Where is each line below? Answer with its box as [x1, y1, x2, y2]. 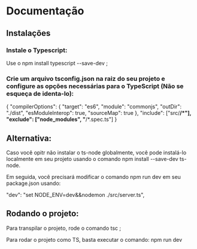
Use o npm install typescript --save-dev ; [6, 59, 108, 66]
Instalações [6, 28, 51, 38]
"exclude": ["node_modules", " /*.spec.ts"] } [6, 116, 117, 123]
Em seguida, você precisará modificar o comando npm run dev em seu [6, 173, 181, 180]
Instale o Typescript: [6, 46, 68, 54]
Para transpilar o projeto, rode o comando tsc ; [6, 224, 122, 232]
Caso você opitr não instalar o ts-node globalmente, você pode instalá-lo [6, 148, 187, 156]
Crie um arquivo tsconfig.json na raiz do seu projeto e [6, 74, 166, 83]
